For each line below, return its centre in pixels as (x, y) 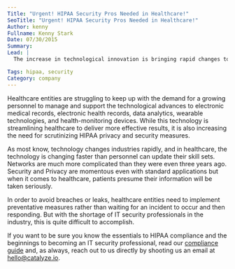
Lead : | (19, 53)
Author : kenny (28, 27)
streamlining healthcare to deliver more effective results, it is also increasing (117, 128)
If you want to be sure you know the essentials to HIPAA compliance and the (117, 235)
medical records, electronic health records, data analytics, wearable (105, 113)
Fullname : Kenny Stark (40, 33)
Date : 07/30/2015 (33, 40)
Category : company (34, 78)
